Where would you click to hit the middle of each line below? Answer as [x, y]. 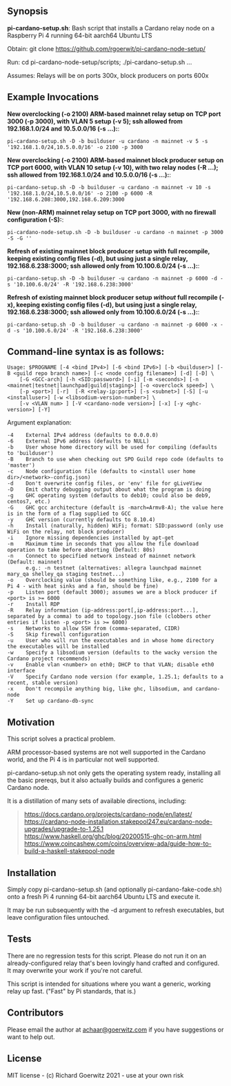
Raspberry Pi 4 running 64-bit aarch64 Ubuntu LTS [80, 35]
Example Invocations [53, 97]
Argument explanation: [39, 423]
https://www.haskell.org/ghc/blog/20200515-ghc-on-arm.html [113, 836]
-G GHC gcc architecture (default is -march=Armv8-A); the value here [115, 508]
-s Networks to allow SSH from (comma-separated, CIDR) [94, 629]
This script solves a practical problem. [61, 739]
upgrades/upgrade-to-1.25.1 [64, 829]
